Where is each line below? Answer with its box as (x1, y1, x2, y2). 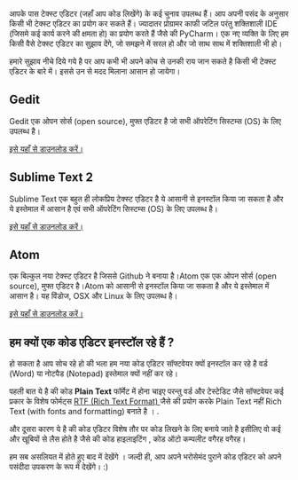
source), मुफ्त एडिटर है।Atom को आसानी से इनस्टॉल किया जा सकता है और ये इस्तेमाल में (9, 280, 270, 292)
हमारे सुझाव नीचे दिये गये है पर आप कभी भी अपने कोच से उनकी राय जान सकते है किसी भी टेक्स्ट (9, 56, 277, 67)
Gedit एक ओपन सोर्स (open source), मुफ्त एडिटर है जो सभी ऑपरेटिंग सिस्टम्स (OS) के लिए (9, 115, 282, 126)
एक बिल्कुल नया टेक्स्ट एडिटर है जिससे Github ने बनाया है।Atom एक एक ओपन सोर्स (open (9, 271, 277, 281)
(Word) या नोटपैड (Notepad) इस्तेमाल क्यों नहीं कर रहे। (9, 368, 179, 379)
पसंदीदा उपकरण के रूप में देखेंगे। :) (9, 461, 109, 472)
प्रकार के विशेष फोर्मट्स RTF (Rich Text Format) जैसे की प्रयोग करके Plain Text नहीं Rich (9, 396, 282, 407)
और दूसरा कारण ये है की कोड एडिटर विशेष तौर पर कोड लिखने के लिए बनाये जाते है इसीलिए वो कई (9, 424, 281, 435)
